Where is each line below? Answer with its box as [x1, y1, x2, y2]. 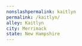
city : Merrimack [6, 25, 47, 32]
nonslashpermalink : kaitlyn [6, 8, 77, 15]
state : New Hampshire [6, 31, 60, 37]
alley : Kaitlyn [6, 20, 44, 26]
